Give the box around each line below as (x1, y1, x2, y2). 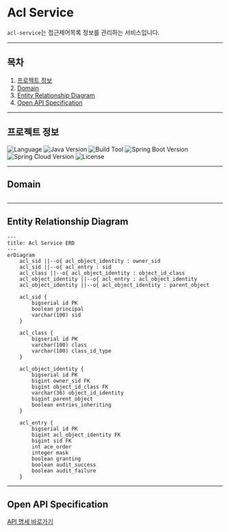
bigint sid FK (31, 438, 72, 444)
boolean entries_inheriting (31, 402, 112, 409)
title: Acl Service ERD (7, 240, 75, 247)
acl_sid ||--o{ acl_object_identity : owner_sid (19, 258, 161, 265)
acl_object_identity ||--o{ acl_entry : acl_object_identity (19, 276, 197, 283)
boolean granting (31, 455, 81, 463)
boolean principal (31, 306, 84, 313)
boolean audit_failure (31, 468, 97, 474)
